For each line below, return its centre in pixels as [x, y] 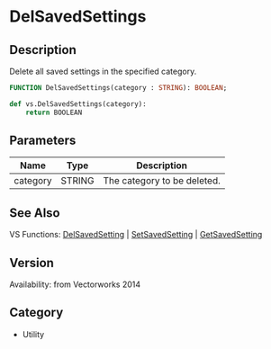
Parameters [43, 141]
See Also [35, 213]
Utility [33, 334]
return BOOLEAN [54, 112]
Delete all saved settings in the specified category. [103, 71]
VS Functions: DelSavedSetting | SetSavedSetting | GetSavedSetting [136, 235]
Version [32, 263]
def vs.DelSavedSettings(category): [78, 104]
